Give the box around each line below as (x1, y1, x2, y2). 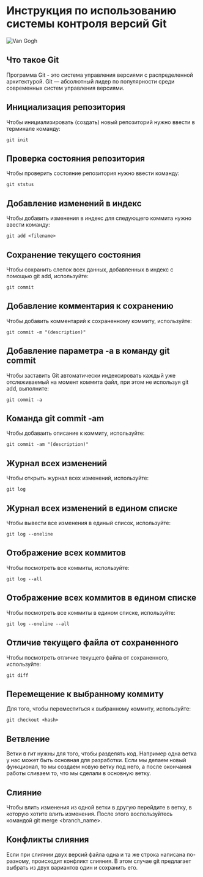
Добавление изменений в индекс (6, 198, 142, 209)
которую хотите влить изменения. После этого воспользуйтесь (6, 810, 173, 817)
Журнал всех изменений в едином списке (6, 503, 178, 513)
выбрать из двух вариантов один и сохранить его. (6, 863, 138, 871)
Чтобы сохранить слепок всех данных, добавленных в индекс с (6, 266, 174, 273)
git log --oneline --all (6, 621, 70, 627)
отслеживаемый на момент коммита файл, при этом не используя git (6, 378, 189, 386)
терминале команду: (6, 125, 61, 132)
